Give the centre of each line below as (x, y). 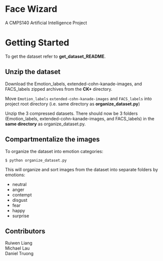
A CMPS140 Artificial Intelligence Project (46, 23)
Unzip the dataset (33, 72)
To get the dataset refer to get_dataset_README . (55, 56)
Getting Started (37, 43)
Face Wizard (31, 9)
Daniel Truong (19, 254)
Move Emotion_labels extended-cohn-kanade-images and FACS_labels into (79, 98)
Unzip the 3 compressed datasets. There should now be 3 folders (71, 113)
